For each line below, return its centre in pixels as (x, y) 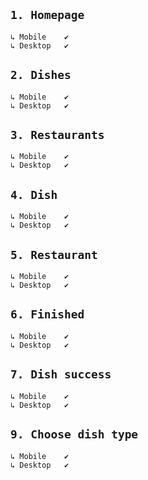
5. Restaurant (54, 254)
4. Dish (34, 194)
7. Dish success (61, 374)
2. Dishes (41, 75)
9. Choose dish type (74, 434)
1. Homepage (47, 15)
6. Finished (47, 314)
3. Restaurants (57, 135)
